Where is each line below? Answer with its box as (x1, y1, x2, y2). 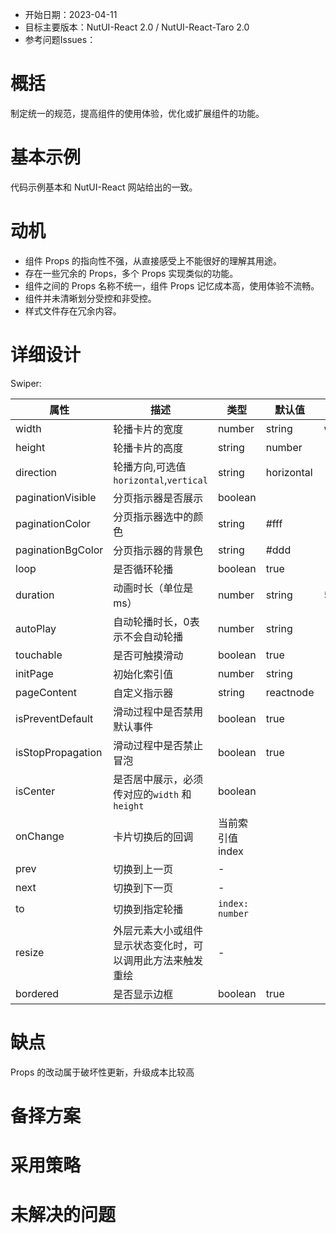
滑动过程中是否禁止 (113, 738, 204, 752)
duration (15, 588, 55, 602)
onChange (15, 829, 65, 843)
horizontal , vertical (113, 473, 208, 487)
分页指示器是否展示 (113, 491, 204, 505)
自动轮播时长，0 (113, 614, 190, 628)
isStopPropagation (15, 745, 103, 759)
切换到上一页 (113, 862, 174, 876)
